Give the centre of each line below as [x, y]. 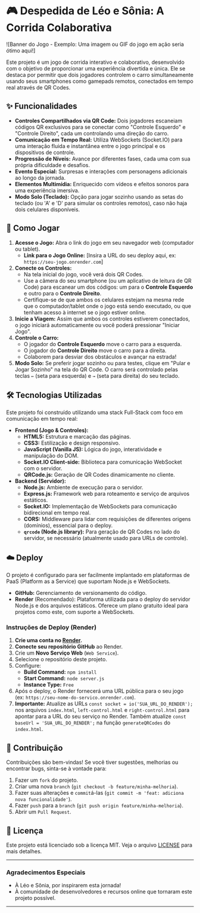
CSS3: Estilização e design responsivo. [72, 443]
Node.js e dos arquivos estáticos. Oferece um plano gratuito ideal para [101, 606]
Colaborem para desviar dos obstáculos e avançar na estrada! [100, 357]
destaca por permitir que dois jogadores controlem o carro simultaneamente [100, 75]
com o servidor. [43, 468]
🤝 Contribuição [35, 748]
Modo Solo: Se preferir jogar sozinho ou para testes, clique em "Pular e [102, 363]
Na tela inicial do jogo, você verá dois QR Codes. [84, 274]
